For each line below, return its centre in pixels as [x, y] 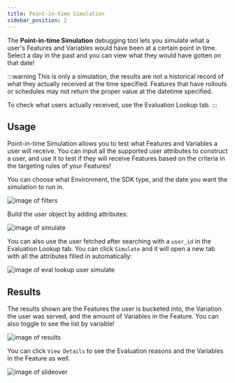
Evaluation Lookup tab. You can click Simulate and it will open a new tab [111, 249]
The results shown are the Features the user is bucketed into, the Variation [115, 309]
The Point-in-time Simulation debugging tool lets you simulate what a [108, 40]
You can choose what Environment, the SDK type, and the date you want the [117, 180]
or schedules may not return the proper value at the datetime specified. [110, 91]
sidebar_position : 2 [37, 20]
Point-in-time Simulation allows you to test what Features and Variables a [113, 144]
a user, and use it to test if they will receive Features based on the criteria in [116, 159]
